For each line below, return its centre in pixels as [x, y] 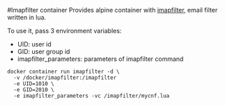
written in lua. [27, 17]
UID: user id [34, 44]
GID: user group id [44, 52]
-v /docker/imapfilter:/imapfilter [65, 78]
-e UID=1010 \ [34, 84]
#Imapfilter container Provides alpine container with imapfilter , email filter [113, 10]
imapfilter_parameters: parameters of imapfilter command [100, 59]
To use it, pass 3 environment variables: [64, 31]
